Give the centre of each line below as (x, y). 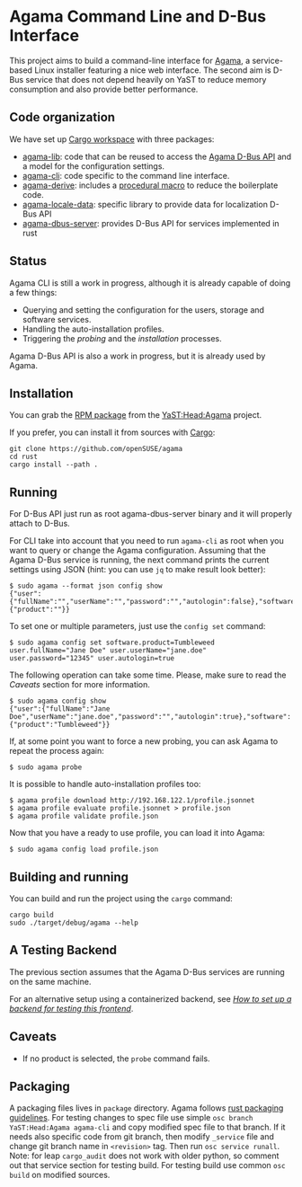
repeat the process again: (57, 751)
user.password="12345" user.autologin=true (92, 659)
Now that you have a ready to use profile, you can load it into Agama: (137, 833)
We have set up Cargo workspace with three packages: (112, 139)
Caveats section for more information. (80, 685)
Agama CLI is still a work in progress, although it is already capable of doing (150, 283)
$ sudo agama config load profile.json (84, 850)
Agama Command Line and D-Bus (138, 17)
